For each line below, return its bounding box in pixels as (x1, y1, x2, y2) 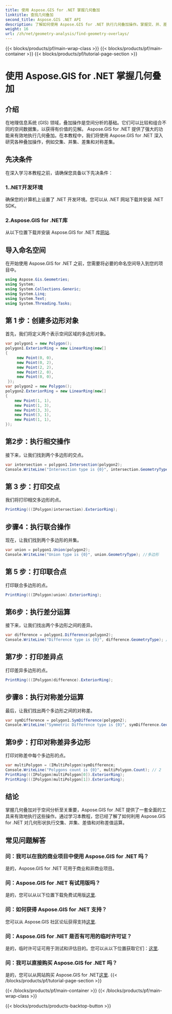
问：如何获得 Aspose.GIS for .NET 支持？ (5, 906, 107, 913)
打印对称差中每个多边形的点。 (5, 752, 68, 759)
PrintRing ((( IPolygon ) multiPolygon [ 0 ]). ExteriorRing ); (5, 772, 125, 777)
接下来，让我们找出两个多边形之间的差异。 (5, 622, 95, 629)
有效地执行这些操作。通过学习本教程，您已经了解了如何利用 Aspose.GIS (14, 813, 166, 819)
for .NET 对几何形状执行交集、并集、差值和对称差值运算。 (5, 819, 127, 826)
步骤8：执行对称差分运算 (5, 693, 84, 702)
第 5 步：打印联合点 (5, 568, 67, 576)
